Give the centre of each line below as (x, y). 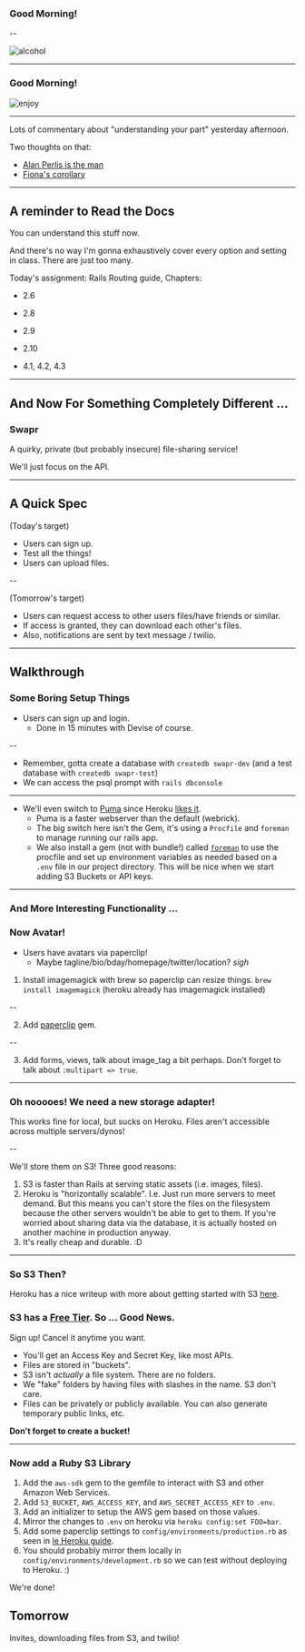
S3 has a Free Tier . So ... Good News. (92, 1318)
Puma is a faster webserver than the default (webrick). (138, 818)
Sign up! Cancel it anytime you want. (78, 1337)
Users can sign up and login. (76, 718)
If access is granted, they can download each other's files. (132, 625)
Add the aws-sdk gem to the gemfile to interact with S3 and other (143, 1483)
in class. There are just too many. (71, 260)
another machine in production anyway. (96, 1232)
